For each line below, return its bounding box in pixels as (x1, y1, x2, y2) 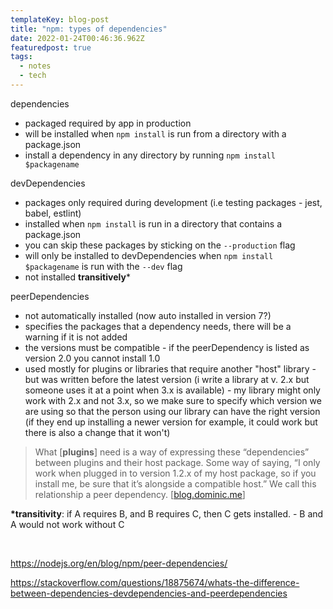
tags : (10, 52, 33, 62)
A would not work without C (10, 518, 125, 530)
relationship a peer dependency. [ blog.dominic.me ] (34, 488, 246, 500)
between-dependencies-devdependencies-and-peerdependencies (10, 587, 288, 599)
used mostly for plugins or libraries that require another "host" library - (24, 362, 317, 375)
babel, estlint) (24, 207, 82, 219)
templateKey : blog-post (10, 14, 110, 25)
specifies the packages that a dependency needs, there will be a (24, 320, 292, 332)
